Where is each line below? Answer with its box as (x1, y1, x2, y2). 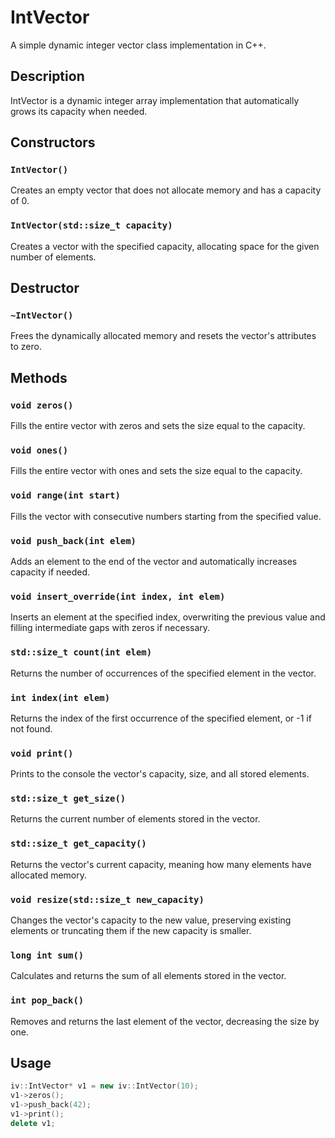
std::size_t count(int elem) (10, 647, 153, 658)
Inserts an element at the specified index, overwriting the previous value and (10, 611, 326, 623)
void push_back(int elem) (10, 535, 137, 546)
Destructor (10, 280, 80, 297)
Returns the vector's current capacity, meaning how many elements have (10, 858, 312, 870)
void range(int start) (10, 490, 121, 501)
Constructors (10, 134, 96, 151)
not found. (10, 722, 53, 735)
